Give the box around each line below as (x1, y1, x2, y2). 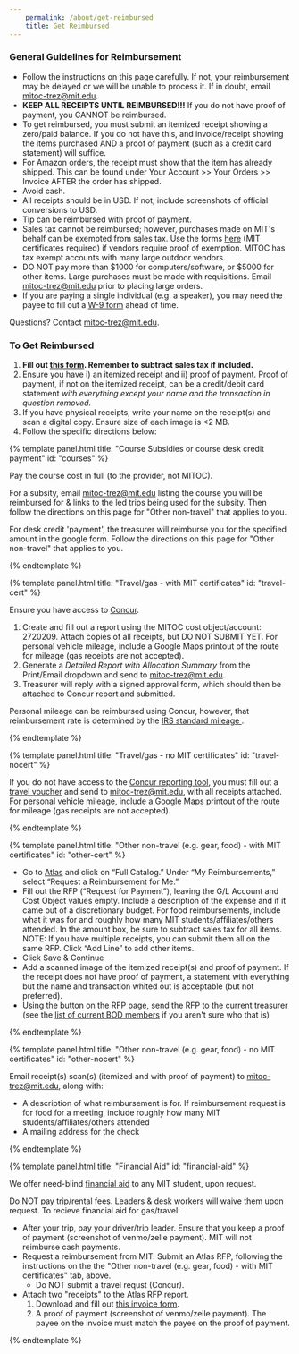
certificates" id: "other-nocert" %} (9, 1053, 136, 1065)
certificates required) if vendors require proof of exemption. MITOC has (21, 243, 286, 253)
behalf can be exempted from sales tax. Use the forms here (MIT (21, 233, 261, 243)
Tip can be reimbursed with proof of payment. (21, 214, 192, 225)
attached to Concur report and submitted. (21, 688, 176, 699)
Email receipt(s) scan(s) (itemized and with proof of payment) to (9, 1071, 245, 1082)
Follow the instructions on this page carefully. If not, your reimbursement (21, 71, 290, 81)
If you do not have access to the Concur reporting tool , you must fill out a (9, 777, 278, 788)
